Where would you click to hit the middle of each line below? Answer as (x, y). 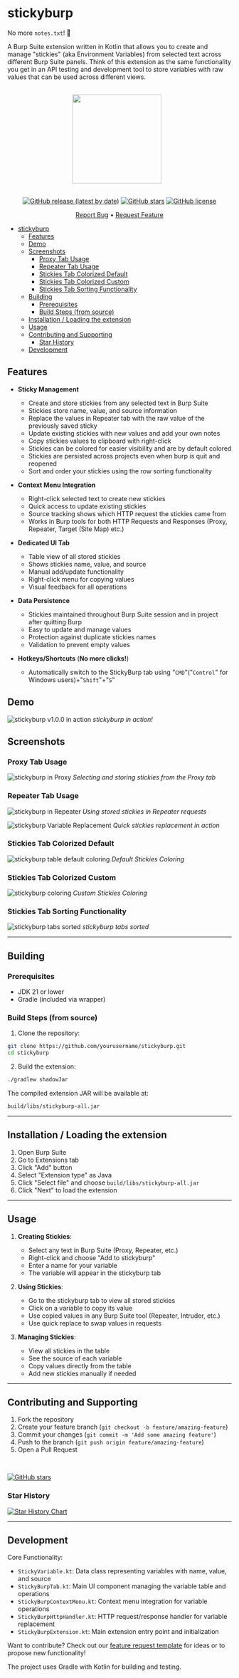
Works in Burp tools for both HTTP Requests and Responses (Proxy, (128, 521)
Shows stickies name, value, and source (87, 564)
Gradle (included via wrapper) (62, 1000)
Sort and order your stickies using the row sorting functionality (120, 471)
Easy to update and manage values (80, 629)
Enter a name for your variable (73, 1265)
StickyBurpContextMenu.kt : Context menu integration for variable (112, 1601)
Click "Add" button (45, 1167)
